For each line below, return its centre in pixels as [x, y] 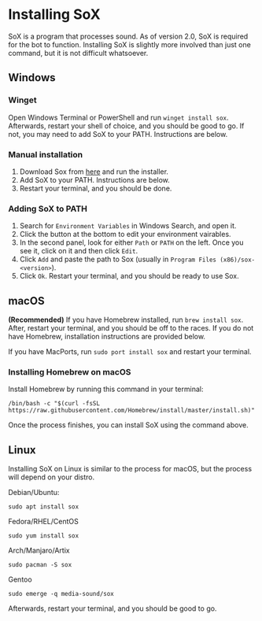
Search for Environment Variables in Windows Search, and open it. [128, 226]
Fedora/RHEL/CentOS [43, 522]
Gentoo [20, 579]
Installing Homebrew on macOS [70, 371]
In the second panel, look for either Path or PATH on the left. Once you [131, 242]
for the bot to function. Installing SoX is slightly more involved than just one [130, 44]
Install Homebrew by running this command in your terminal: [106, 389]
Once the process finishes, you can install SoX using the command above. [129, 425]
